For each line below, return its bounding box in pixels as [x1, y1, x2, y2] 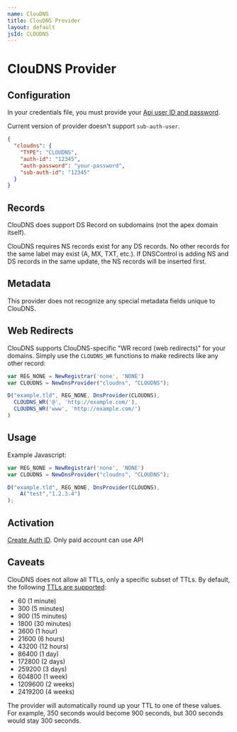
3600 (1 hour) [17, 627, 58, 635]
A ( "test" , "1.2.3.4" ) [20, 491, 81, 498]
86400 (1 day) [17, 649, 59, 658]
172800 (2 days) [17, 657, 66, 666]
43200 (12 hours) [17, 642, 69, 650]
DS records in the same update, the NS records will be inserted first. [7, 257, 207, 266]
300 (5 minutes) [17, 604, 65, 612]
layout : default [7, 23, 55, 31]
